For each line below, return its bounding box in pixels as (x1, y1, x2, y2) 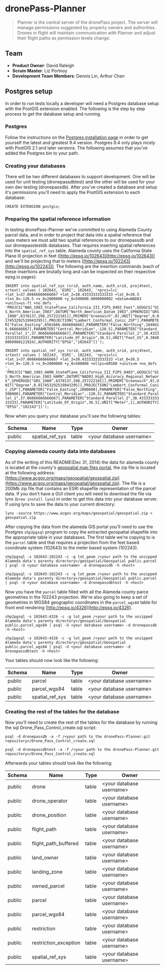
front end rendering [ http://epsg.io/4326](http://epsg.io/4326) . (5, 604, 133, 610)
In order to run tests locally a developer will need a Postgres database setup (5, 100, 159, 106)
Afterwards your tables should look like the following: (5, 760, 113, 766)
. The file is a (119, 480, 146, 486)
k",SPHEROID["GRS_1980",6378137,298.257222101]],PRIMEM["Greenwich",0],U (5, 379, 160, 384)
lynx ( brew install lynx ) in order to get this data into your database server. (5, 496, 158, 502)
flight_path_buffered (31, 840, 79, 847)
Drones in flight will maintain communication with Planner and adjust (17, 30, 156, 36)
